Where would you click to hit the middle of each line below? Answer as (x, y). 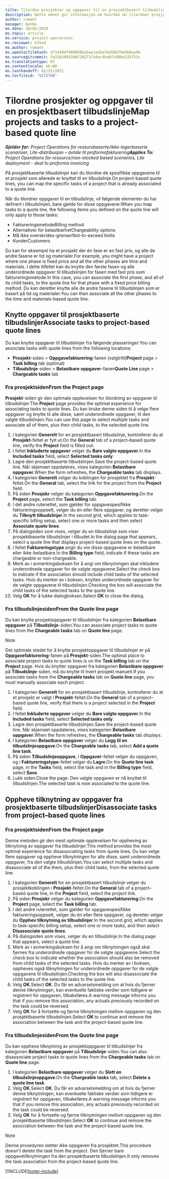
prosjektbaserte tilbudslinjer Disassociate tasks (81, 807)
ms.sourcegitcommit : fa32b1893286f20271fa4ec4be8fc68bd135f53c (73, 57)
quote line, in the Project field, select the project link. (82, 893)
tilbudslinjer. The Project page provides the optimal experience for (73, 403)
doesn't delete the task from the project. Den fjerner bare (65, 1151)
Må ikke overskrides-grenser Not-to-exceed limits (64, 235)
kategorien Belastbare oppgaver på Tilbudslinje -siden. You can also (76, 1052)
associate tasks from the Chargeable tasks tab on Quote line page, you (80, 677)
